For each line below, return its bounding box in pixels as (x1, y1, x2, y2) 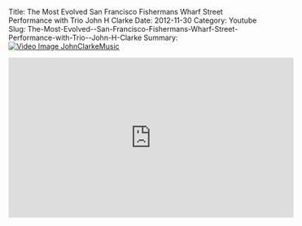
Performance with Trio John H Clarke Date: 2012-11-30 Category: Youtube (8, 15, 257, 25)
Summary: (143, 33, 178, 42)
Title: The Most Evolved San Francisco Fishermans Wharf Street (8, 7, 224, 16)
